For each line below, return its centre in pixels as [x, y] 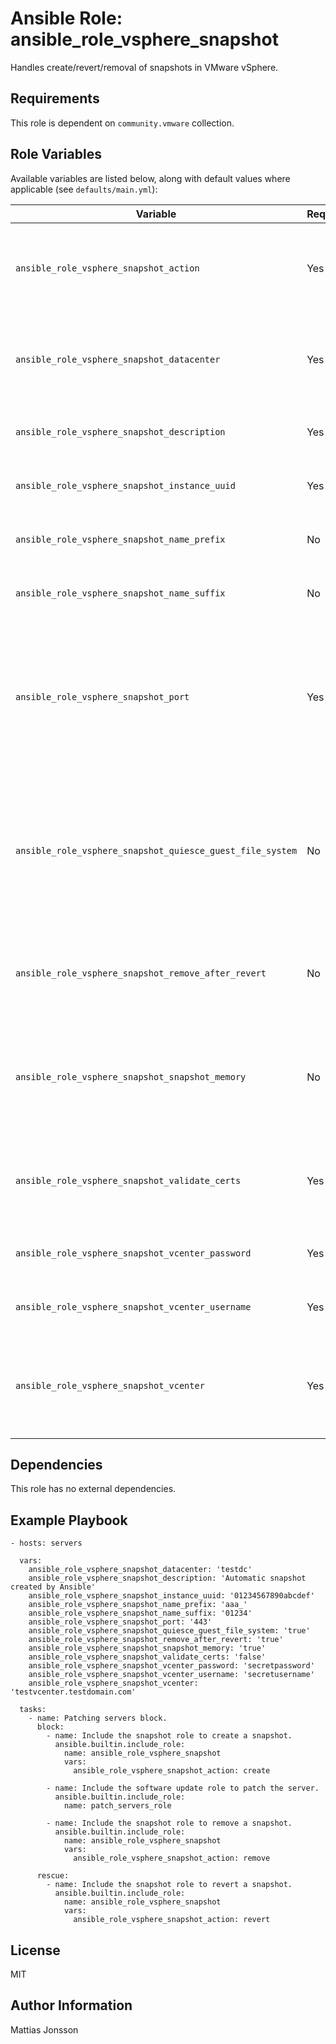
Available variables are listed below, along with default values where [150, 178]
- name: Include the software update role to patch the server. [183, 1788]
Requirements [55, 98]
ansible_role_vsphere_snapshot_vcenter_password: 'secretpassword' [171, 1666]
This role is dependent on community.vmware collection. [122, 123]
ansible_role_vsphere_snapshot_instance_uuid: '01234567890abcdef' [171, 1596]
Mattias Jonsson [44, 2029]
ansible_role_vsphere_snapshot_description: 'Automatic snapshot [167, 1578]
